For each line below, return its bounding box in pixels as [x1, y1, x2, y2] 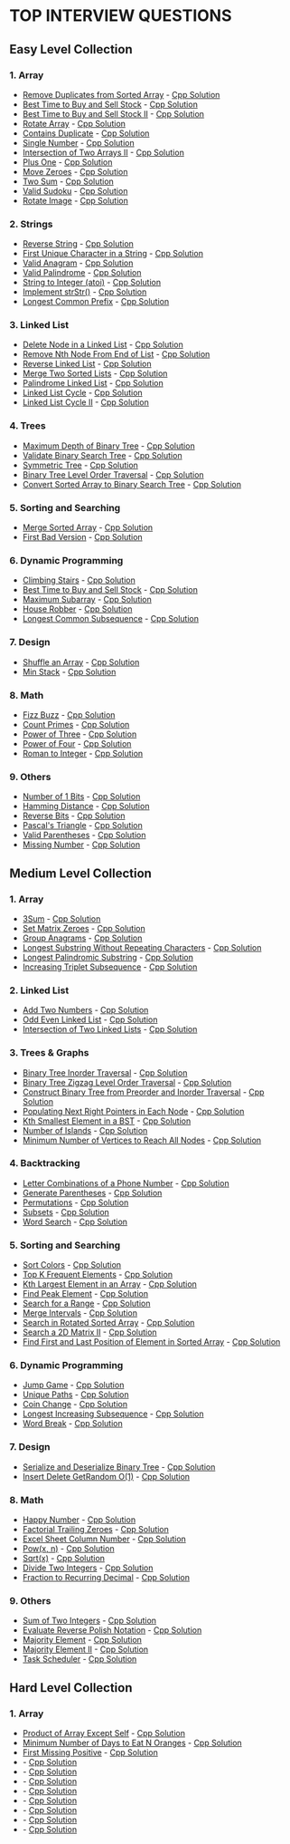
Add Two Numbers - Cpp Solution [22, 1005, 149, 1016]
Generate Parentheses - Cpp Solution [22, 1187, 163, 1198]
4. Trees [9, 420, 47, 432]
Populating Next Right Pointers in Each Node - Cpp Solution [22, 1105, 245, 1116]
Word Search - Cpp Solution [22, 1216, 128, 1227]
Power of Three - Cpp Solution [22, 729, 137, 739]
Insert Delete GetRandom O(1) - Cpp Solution [22, 1471, 191, 1482]
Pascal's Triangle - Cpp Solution [22, 820, 143, 831]
